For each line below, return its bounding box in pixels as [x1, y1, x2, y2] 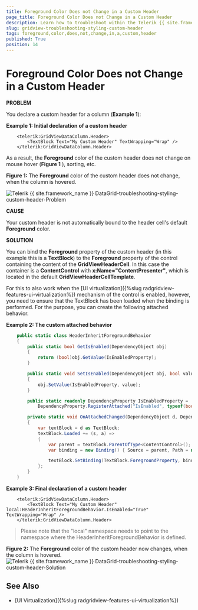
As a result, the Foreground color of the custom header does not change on [6, 154, 191, 161]
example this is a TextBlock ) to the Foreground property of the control [6, 254, 178, 261]
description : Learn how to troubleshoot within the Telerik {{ [6, 20, 165, 25]
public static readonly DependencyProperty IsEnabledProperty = [27, 398, 189, 404]
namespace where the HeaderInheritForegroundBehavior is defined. [20, 533, 187, 541]
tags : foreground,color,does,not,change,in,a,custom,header [6, 31, 157, 37]
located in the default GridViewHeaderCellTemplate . [6, 273, 136, 280]
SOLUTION [6, 236, 34, 244]
